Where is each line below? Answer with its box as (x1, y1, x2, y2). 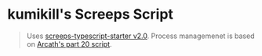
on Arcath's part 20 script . (26, 39, 112, 48)
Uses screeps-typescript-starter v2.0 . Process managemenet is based (26, 31, 255, 40)
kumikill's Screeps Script (7, 5, 174, 23)
